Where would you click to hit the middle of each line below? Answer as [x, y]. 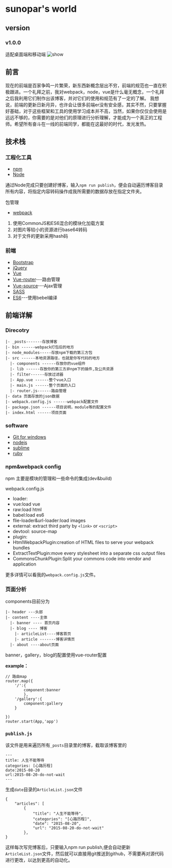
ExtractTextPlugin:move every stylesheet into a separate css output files [89, 553]
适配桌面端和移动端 [26, 54]
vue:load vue [26, 504]
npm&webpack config [33, 466]
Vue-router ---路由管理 [36, 279]
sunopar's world [41, 9]
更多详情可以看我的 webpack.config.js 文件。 [52, 574]
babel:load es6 [28, 515]
